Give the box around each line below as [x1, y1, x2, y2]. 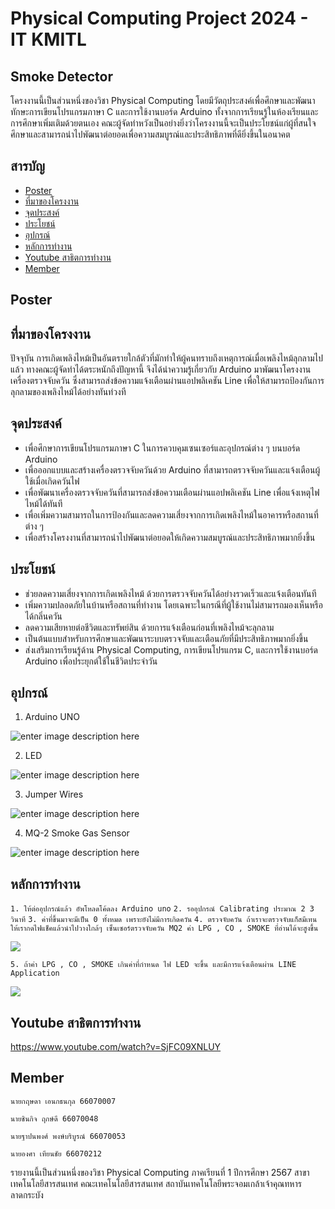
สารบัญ [10, 158, 45, 175]
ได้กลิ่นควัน [24, 610, 63, 622]
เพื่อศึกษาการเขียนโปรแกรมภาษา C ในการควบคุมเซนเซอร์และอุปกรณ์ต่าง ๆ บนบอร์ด [24, 442, 301, 454]
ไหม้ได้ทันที [24, 497, 63, 509]
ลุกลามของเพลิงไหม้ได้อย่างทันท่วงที [10, 386, 127, 398]
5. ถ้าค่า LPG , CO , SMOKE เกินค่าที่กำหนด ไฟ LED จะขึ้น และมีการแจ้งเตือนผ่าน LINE [10, 960, 297, 970]
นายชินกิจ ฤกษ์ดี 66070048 [10, 1113, 99, 1124]
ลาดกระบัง [10, 1188, 44, 1201]
